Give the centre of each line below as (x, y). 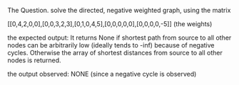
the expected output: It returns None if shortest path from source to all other (119, 38)
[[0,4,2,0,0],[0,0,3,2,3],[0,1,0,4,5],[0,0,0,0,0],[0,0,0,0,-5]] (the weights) (110, 24)
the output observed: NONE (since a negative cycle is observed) (102, 74)
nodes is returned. (35, 60)
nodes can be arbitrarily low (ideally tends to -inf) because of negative (111, 45)
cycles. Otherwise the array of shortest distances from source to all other (115, 53)
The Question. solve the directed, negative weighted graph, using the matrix (119, 10)
